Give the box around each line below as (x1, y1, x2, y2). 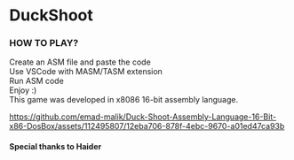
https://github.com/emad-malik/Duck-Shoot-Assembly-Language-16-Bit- (9, 111, 277, 122)
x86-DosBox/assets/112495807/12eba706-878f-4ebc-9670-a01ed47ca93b (9, 121, 285, 132)
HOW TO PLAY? (9, 37, 79, 50)
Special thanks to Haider (9, 141, 102, 152)
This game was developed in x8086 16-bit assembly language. (9, 95, 238, 105)
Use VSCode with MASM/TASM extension (9, 66, 163, 77)
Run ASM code (9, 76, 64, 87)
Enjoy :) (9, 85, 37, 95)
